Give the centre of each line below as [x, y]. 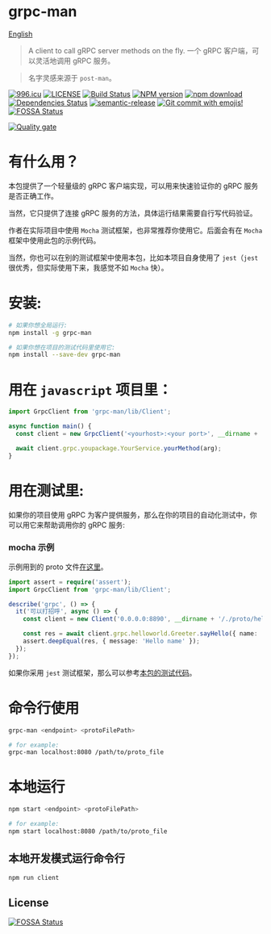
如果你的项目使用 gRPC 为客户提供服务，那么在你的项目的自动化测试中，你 [133, 514]
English [21, 34]
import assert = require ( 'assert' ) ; [70, 582]
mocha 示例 [31, 547]
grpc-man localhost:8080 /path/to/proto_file [86, 752]
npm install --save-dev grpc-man [65, 355]
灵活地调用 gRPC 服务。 [75, 61]
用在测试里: [46, 490]
